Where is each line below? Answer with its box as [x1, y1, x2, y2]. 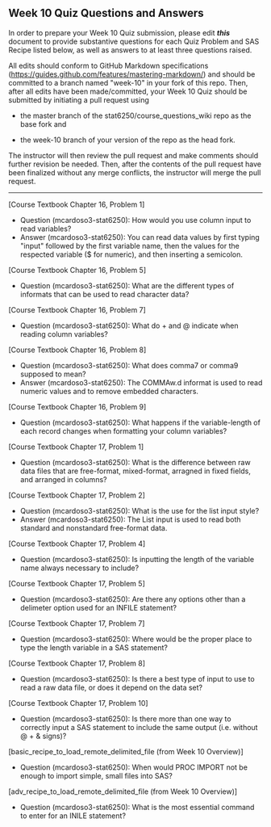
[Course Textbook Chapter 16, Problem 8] [8, 345, 147, 355]
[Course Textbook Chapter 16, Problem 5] [8, 265, 147, 275]
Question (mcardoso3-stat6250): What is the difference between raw [19, 457, 252, 467]
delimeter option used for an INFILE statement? [19, 602, 177, 612]
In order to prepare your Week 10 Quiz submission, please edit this [8, 27, 231, 37]
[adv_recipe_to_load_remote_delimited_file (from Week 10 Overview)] [8, 787, 238, 796]
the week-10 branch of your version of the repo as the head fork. [19, 135, 236, 145]
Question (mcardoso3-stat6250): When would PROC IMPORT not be [19, 762, 248, 772]
